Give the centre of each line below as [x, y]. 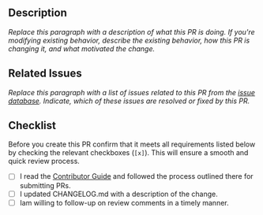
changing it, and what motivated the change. [82, 48]
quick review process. [44, 161]
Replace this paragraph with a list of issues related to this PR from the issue [131, 92]
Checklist [32, 126]
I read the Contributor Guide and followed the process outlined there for [137, 176]
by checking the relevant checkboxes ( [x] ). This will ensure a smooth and [128, 153]
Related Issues [45, 74]
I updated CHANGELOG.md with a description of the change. [119, 194]
